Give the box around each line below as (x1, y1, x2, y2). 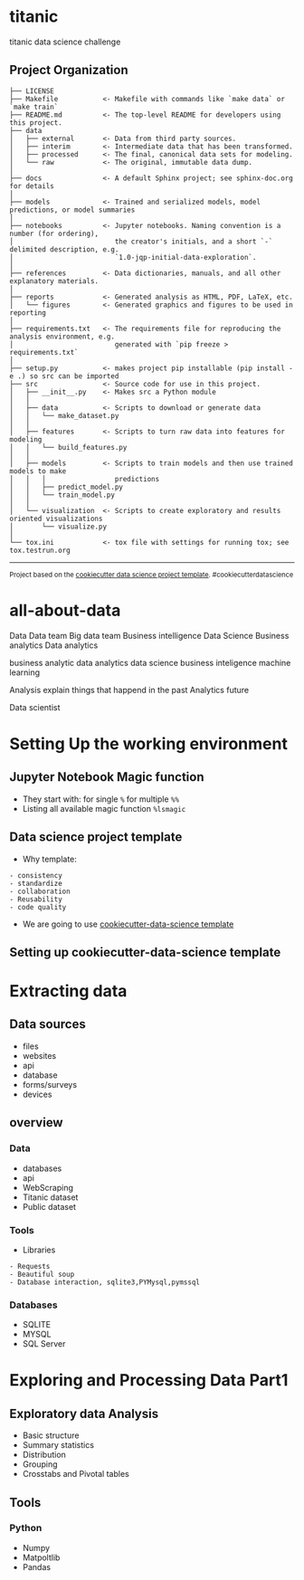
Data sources (9, 1016, 86, 1033)
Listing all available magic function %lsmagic (22, 803, 186, 814)
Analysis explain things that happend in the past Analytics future (9, 684, 250, 695)
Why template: (22, 853, 77, 864)
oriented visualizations (9, 514, 103, 523)
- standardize (9, 879, 63, 888)
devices (22, 1089, 52, 1099)
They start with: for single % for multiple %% (22, 794, 179, 804)
